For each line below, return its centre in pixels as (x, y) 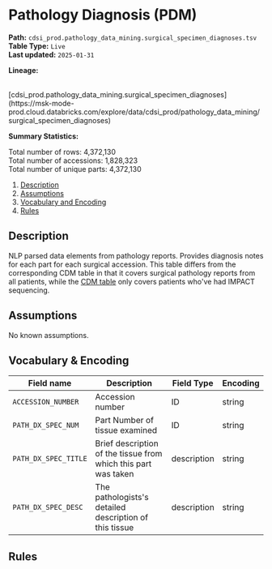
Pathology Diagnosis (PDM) (103, 15)
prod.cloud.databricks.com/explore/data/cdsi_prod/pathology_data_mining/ (134, 112)
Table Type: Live (37, 45)
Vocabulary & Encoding (69, 360)
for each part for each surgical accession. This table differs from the (122, 264)
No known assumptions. (49, 335)
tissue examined (126, 430)
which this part (123, 464)
